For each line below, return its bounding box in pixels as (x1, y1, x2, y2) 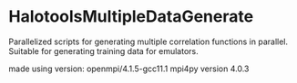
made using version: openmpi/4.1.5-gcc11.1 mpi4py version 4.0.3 (8, 63, 250, 74)
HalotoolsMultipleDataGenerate (8, 6, 254, 27)
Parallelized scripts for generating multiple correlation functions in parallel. (8, 36, 289, 47)
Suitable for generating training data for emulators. (8, 45, 199, 56)
